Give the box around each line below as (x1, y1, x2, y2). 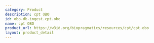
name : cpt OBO (5, 21, 35, 26)
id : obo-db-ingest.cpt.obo (5, 16, 61, 21)
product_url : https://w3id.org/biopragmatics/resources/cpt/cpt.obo (5, 26, 149, 31)
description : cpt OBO (5, 12, 50, 17)
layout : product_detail (5, 30, 54, 35)
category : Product (5, 7, 43, 12)
